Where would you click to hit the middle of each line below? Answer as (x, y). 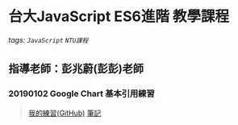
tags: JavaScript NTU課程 (48, 40)
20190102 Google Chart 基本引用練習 (81, 94)
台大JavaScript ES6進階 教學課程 (119, 17)
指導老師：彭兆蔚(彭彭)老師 (76, 69)
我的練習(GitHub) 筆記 (65, 113)
